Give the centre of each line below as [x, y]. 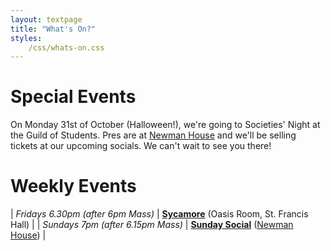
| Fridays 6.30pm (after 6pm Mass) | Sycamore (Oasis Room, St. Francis [159, 214]
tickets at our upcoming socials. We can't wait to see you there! [141, 146]
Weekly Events [73, 186]
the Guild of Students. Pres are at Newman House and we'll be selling [153, 135]
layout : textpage [46, 19]
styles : [26, 38]
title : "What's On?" [53, 29]
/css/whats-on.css [66, 47]
